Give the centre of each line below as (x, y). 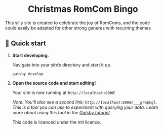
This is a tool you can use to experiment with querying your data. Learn (85, 107)
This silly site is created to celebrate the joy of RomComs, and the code (78, 23)
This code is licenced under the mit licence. (57, 122)
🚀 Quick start (25, 44)
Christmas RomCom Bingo (83, 9)
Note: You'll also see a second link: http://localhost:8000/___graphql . (84, 102)
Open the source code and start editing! (54, 83)
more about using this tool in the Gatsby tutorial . (61, 112)
